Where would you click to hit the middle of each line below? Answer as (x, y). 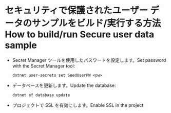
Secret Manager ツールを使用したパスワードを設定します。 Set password (89, 60)
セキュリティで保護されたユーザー (77, 10)
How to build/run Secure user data (80, 35)
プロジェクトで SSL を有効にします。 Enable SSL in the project (78, 105)
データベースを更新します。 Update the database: (64, 85)
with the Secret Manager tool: (44, 66)
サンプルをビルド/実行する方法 (97, 23)
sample (21, 45)
